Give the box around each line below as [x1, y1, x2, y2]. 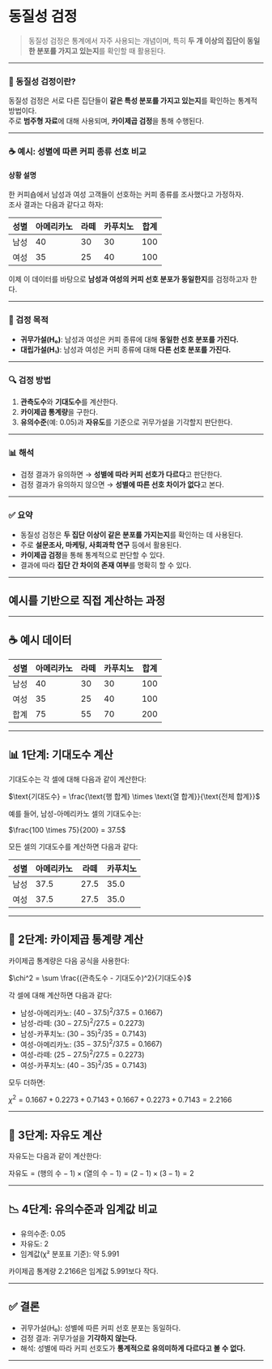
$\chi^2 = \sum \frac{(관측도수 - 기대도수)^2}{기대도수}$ [8, 973, 192, 983]
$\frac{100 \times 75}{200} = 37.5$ [8, 824, 126, 834]
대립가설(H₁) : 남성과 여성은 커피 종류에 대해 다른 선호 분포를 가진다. [19, 344, 232, 354]
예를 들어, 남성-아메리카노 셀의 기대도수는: [8, 808, 142, 818]
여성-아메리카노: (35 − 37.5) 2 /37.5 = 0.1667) [19, 1038, 163, 1049]
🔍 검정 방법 [8, 374, 51, 385]
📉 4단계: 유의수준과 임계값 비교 [8, 1202, 158, 1216]
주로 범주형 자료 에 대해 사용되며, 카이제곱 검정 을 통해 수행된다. [8, 116, 205, 126]
